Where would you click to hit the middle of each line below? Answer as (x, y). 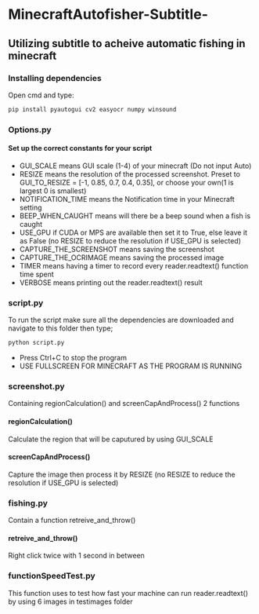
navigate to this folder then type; (61, 328)
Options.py (30, 130)
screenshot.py (36, 386)
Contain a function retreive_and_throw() (72, 521)
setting (31, 207)
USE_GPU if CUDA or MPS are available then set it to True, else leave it (133, 232)
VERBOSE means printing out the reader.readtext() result (111, 282)
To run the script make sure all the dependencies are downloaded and (121, 320)
